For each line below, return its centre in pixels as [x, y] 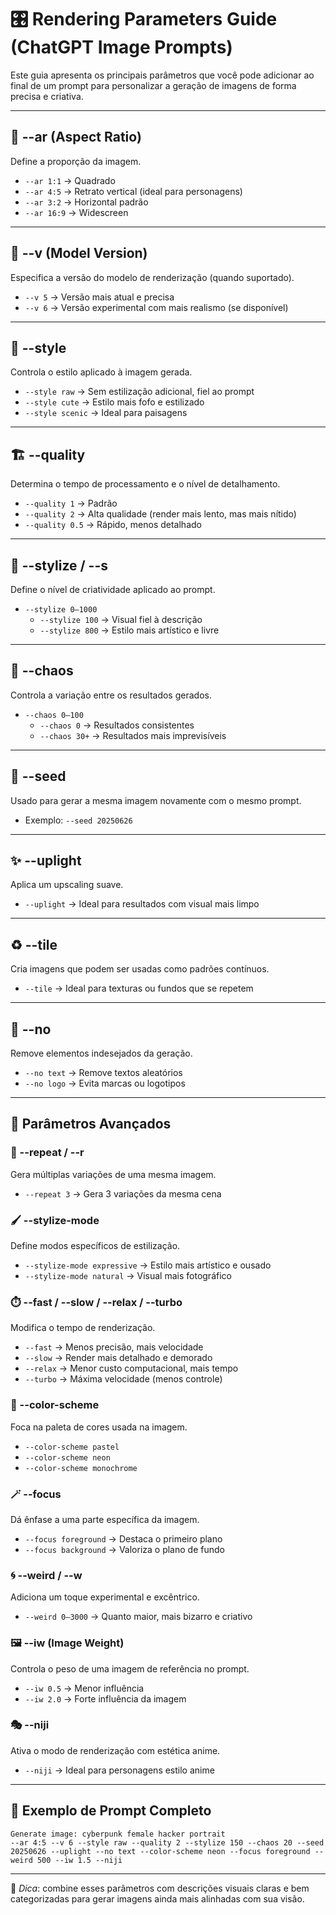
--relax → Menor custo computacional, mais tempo [131, 1368]
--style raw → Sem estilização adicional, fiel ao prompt [139, 392]
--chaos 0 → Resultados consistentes [117, 725]
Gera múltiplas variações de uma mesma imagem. [113, 1174]
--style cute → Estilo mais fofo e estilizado [114, 402]
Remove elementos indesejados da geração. [101, 1053]
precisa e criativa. [47, 96]
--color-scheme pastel [72, 1447]
